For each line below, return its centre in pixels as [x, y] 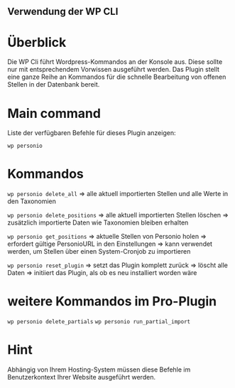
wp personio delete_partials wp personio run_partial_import [99, 322]
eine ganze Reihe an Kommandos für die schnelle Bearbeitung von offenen [117, 77]
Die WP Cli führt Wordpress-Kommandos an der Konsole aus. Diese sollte [115, 62]
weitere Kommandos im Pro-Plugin [112, 302]
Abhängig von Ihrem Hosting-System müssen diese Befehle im [99, 370]
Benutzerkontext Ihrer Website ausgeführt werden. [82, 377]
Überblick [37, 42]
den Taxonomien [32, 201]
